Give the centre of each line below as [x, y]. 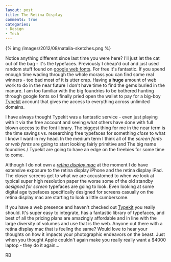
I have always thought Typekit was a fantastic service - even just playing [82, 117]
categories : [18, 24]
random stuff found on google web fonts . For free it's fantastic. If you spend [85, 69]
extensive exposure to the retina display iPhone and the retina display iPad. [84, 170]
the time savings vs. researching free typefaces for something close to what [86, 133]
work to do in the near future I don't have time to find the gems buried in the [85, 85]
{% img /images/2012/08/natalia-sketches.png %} [58, 48]
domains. [15, 107]
